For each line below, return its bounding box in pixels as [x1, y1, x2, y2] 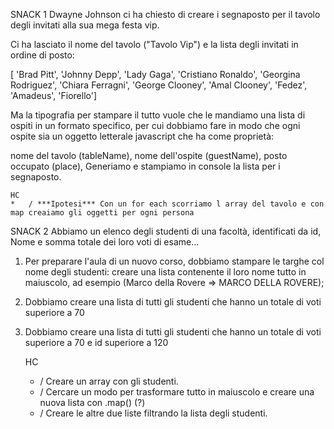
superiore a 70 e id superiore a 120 [24, 337, 169, 348]
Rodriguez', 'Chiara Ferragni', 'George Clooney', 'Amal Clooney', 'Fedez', [10, 79, 308, 91]
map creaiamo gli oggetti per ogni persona [10, 208, 195, 218]
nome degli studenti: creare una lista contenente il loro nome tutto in [24, 266, 307, 278]
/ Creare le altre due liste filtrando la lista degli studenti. [39, 407, 268, 419]
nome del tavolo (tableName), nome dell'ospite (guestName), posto [10, 150, 288, 161]
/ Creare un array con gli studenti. [39, 375, 179, 387]
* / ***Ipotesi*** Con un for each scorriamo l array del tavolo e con [10, 199, 325, 209]
